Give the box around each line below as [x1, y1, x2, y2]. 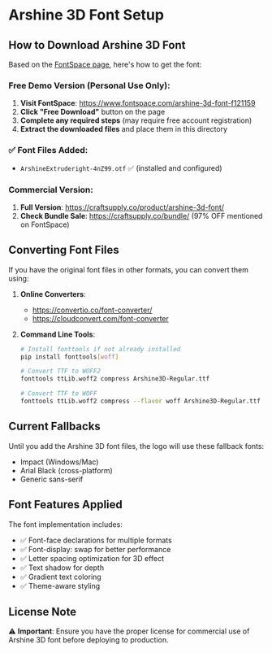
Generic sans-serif [19, 474, 84, 484]
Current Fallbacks [8, 420, 101, 433]
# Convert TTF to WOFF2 [19, 368, 101, 376]
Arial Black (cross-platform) [19, 465, 114, 475]
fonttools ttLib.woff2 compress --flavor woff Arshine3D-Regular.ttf [19, 397, 261, 406]
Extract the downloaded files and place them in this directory [19, 124, 228, 134]
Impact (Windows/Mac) [19, 457, 99, 467]
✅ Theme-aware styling [19, 581, 101, 590]
